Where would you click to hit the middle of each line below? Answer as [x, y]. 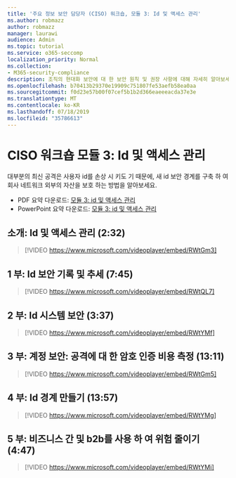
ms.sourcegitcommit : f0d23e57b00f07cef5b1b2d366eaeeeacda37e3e [102, 92]
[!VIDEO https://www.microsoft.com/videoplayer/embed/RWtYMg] [120, 415]
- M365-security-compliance [48, 72]
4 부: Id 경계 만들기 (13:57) [63, 398]
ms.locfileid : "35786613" [45, 118]
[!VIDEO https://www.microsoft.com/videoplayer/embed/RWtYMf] [120, 332]
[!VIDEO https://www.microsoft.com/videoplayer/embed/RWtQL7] [119, 292]
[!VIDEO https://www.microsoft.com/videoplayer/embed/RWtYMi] [119, 467]
